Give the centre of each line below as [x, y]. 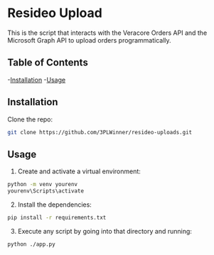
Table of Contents [48, 63]
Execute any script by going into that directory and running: [105, 231]
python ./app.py [31, 244]
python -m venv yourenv [43, 185]
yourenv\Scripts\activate [46, 191]
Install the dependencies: [55, 205]
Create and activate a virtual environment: [79, 171]
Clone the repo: [30, 119]
